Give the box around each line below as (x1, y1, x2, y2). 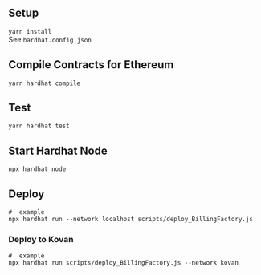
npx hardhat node (8, 165, 67, 173)
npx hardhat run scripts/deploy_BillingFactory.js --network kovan (8, 259, 239, 267)
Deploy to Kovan (8, 233, 74, 245)
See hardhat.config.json (8, 34, 92, 44)
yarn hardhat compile (8, 79, 81, 87)
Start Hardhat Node (8, 144, 108, 157)
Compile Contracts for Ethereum (8, 58, 174, 71)
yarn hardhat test (8, 122, 70, 131)
